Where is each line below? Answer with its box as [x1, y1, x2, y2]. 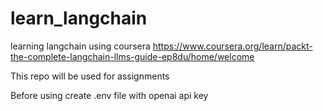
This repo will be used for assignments [10, 70, 170, 82]
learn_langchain [10, 7, 148, 30]
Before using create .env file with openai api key [10, 89, 209, 101]
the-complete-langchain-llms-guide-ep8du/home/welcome [10, 50, 255, 62]
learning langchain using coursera [10, 40, 151, 52]
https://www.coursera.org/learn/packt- [152, 40, 313, 52]
